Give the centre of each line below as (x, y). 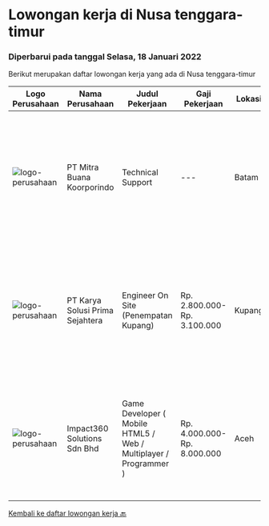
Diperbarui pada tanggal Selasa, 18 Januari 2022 (105, 57)
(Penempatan (147, 315)
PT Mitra (83, 167)
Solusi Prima (90, 311)
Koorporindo (90, 187)
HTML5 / (139, 434)
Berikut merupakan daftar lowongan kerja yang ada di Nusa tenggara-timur (132, 74)
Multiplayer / (145, 454)
